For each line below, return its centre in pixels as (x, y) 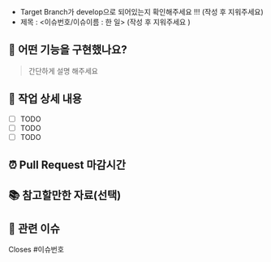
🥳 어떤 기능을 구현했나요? (68, 50)
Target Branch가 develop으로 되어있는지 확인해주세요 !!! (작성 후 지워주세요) (142, 12)
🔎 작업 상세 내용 (45, 99)
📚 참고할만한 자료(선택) (65, 195)
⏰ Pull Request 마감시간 (67, 165)
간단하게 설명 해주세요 (63, 70)
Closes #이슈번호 (37, 250)
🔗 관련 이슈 (34, 228)
